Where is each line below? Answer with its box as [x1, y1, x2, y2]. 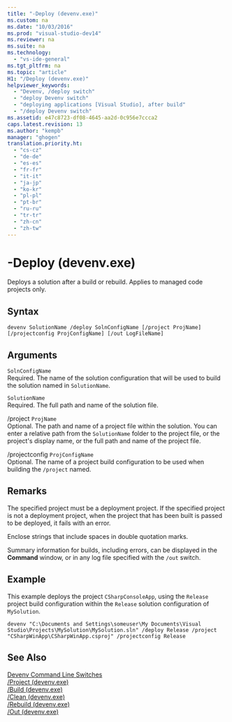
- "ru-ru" [13, 205, 42, 212]
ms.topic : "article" [7, 68, 68, 75]
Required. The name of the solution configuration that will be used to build [7, 374, 221, 382]
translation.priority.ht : [7, 140, 82, 147]
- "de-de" [13, 153, 42, 161]
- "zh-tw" [13, 224, 42, 231]
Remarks [7, 485, 48, 497]
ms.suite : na [7, 43, 45, 50]
